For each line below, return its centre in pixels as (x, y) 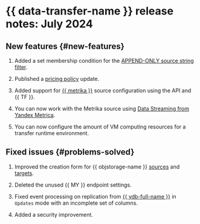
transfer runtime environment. (51, 133)
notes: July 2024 (49, 24)
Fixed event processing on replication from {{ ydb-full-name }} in (95, 196)
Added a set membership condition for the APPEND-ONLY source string (104, 61)
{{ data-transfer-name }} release (89, 11)
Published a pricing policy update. (57, 79)
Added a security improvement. (53, 214)
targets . (24, 173)
